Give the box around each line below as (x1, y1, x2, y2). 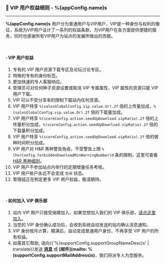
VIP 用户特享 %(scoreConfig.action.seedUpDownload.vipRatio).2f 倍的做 (12, 133, 159, 140)
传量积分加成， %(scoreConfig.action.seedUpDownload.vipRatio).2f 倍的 (12, 121, 158, 127)
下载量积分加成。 (12, 127, 47, 133)
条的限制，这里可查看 (115, 152, 158, 158)
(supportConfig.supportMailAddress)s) (12, 252, 95, 258)
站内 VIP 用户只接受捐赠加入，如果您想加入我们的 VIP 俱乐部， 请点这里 (12, 209, 156, 215)
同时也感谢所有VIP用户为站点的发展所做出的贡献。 (14, 33, 116, 39)
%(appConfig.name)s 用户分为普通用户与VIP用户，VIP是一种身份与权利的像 (5, 21, 160, 27)
